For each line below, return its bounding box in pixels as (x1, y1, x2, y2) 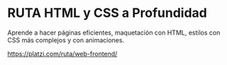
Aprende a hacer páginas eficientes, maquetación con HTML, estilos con (7, 28, 221, 37)
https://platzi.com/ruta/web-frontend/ (7, 49, 118, 58)
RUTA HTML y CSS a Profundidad (7, 5, 207, 21)
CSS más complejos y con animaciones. (7, 35, 125, 44)
